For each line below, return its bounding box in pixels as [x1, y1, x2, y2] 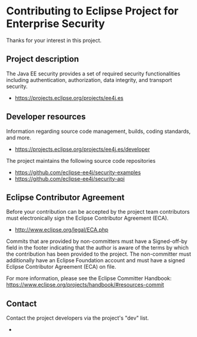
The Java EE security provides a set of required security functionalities [6, 70, 181, 77]
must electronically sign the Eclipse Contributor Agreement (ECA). [6, 214, 169, 222]
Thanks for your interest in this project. [6, 37, 102, 44]
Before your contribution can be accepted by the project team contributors [6, 208, 190, 215]
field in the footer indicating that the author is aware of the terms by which [6, 244, 189, 251]
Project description [6, 54, 79, 64]
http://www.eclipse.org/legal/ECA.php [14, 226, 109, 233]
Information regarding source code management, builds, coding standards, [6, 127, 191, 135]
